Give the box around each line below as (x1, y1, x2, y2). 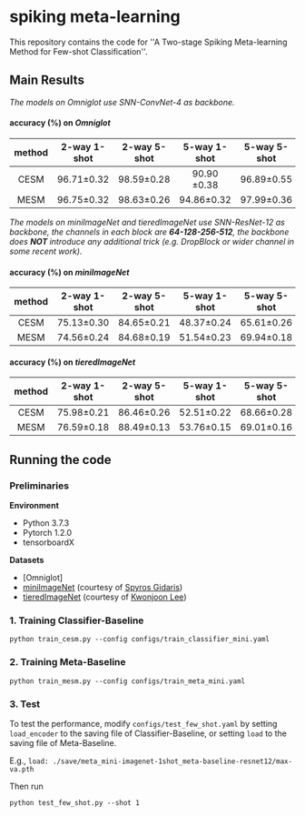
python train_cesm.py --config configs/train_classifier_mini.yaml (9, 635, 271, 644)
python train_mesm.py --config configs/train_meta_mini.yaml (9, 676, 246, 686)
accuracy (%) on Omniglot (9, 117, 111, 128)
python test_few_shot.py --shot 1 (9, 798, 141, 807)
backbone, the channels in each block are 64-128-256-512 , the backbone (9, 226, 290, 237)
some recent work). (9, 246, 83, 257)
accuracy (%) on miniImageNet (9, 267, 130, 277)
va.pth (9, 764, 34, 774)
